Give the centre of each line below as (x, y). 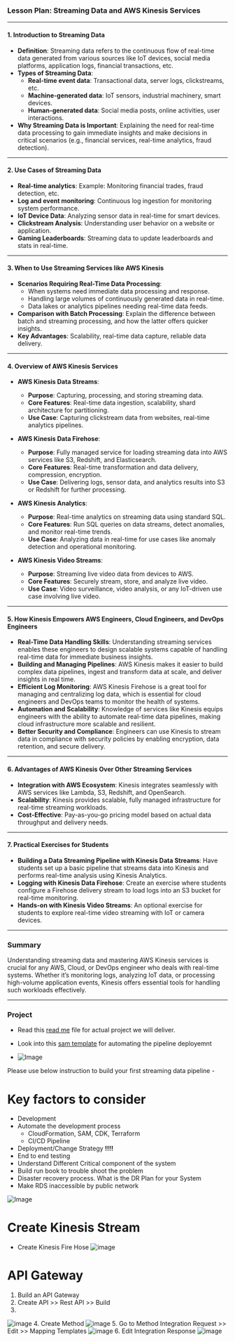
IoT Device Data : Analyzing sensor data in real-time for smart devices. (119, 216)
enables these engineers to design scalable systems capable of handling (122, 650)
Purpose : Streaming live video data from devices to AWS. (111, 574)
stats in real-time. (43, 245)
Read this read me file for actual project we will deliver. (96, 1030)
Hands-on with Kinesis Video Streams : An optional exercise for (110, 905)
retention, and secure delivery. (62, 746)
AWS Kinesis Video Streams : (60, 560)
